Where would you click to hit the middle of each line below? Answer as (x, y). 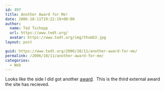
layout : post (19, 42)
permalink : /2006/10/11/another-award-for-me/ (54, 56)
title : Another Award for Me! (37, 14)
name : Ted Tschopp (29, 28)
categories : (17, 60)
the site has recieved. (27, 85)
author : (13, 24)
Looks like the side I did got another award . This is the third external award (83, 79)
